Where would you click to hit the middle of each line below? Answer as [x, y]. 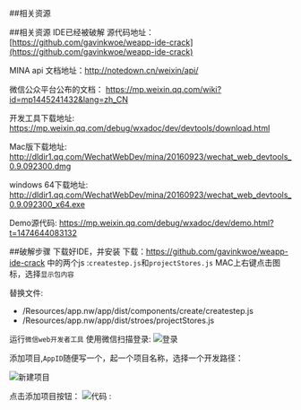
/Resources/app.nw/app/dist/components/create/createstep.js [138, 311]
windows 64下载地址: [49, 185]
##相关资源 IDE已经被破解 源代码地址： [82, 32]
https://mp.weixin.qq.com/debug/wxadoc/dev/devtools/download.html [140, 128]
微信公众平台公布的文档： [56, 89]
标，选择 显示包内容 [42, 274]
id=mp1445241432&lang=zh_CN [69, 100]
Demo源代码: [33, 223]
